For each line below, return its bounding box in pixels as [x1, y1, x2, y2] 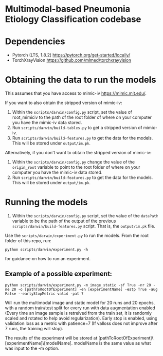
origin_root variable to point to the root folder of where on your [12, 164, 141, 170]
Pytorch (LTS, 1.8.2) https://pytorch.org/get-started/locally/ [12, 52, 130, 58]
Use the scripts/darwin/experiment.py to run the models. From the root [5, 232, 149, 238]
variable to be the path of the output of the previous [12, 218, 116, 224]
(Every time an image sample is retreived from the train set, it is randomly [5, 310, 152, 316]
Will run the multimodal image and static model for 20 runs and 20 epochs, [5, 300, 155, 305]
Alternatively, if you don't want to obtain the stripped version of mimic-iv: [5, 150, 152, 156]
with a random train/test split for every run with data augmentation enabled [5, 305, 156, 311]
